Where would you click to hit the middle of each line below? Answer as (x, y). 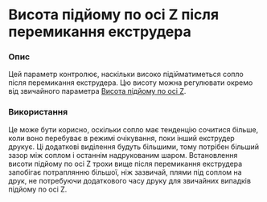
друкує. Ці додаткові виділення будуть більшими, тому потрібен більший (134, 147)
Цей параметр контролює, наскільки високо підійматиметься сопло (126, 75)
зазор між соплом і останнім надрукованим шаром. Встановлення (123, 155)
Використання (38, 112)
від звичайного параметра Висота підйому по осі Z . (97, 91)
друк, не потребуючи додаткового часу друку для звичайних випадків (130, 180)
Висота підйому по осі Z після (114, 15)
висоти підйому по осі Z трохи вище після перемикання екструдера (125, 164)
